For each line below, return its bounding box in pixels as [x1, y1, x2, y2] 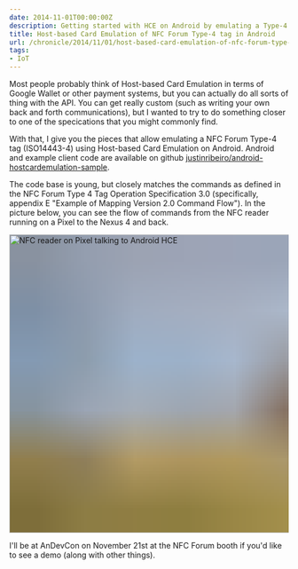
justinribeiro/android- [185, 153, 263, 162]
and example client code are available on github [9, 153, 184, 162]
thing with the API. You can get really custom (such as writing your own [9, 98, 271, 107]
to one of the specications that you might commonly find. [9, 116, 219, 127]
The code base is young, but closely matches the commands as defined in [9, 179, 281, 189]
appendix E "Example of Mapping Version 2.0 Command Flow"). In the [9, 198, 266, 209]
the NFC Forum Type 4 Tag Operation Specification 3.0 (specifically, [9, 188, 259, 199]
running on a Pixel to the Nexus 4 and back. [9, 217, 169, 227]
